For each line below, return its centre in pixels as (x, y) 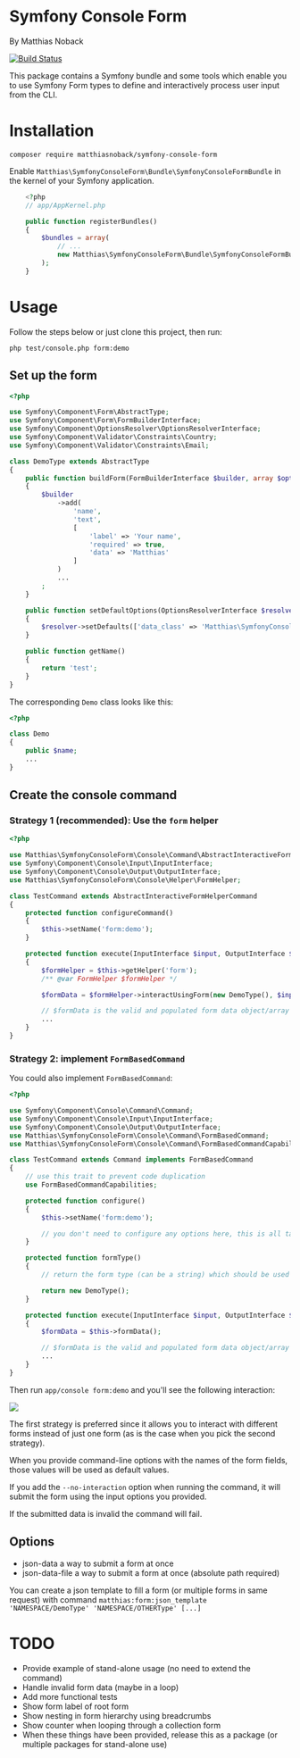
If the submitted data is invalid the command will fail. (106, 1513)
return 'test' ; (70, 668)
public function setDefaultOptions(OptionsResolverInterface (141, 610)
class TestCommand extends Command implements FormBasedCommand (131, 1160)
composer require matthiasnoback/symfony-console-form (113, 154)
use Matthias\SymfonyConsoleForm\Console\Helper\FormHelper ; (125, 880)
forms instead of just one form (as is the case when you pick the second (142, 1433)
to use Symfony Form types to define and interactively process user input (144, 85)
